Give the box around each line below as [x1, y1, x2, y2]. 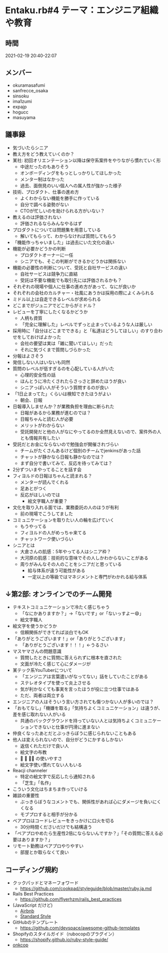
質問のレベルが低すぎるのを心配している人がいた [12, 365, 115, 372]
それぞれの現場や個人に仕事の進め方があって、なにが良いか [12, 283, 136, 289]
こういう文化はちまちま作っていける [12, 786, 88, 792]
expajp [12, 103, 27, 110]
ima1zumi [12, 98, 32, 104]
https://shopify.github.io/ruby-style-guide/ [20, 937, 108, 943]
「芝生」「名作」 [20, 780, 54, 786]
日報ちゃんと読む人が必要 [20, 416, 74, 422]
